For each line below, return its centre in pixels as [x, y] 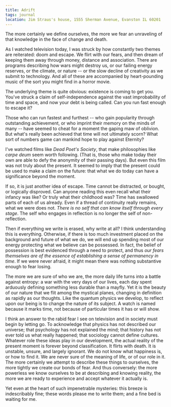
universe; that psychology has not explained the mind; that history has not [83, 330]
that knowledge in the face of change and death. [56, 39]
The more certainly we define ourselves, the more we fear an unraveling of [84, 34]
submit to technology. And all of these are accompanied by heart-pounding [84, 77]
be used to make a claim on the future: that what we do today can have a [82, 171]
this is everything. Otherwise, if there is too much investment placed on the [84, 234]
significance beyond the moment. [41, 176]
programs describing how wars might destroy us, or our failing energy [79, 66]
